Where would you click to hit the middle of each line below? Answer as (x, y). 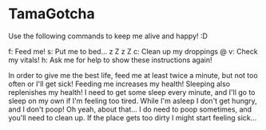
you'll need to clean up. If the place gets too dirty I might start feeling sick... (133, 117)
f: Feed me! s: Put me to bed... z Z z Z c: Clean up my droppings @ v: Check (133, 51)
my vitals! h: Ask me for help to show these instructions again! (111, 60)
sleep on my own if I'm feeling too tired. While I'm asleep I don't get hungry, (133, 100)
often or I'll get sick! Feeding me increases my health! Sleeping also (119, 84)
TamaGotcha (52, 14)
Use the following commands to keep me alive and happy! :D (108, 36)
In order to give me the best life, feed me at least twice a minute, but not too (133, 75)
